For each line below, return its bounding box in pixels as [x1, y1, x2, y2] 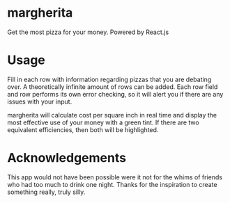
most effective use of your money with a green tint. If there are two [7, 118, 200, 127]
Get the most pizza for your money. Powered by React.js [7, 28, 169, 36]
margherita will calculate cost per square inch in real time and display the [7, 111, 217, 119]
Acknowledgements [7, 150, 127, 166]
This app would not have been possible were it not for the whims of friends [7, 172, 223, 181]
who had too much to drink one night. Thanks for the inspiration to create [7, 180, 217, 188]
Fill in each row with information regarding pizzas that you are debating [7, 75, 212, 83]
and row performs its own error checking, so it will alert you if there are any [7, 90, 224, 98]
